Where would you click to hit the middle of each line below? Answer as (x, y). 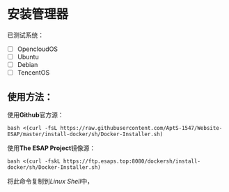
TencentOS (33, 73)
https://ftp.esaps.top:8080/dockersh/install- (132, 161)
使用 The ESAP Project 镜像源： (52, 148)
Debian (27, 65)
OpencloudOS (37, 49)
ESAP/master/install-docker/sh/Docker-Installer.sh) (85, 134)
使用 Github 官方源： (35, 115)
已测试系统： (25, 35)
